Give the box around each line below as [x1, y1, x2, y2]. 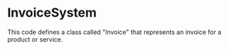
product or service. [7, 35, 64, 43]
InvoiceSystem [7, 5, 97, 21]
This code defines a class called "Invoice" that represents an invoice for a [7, 28, 222, 36]
